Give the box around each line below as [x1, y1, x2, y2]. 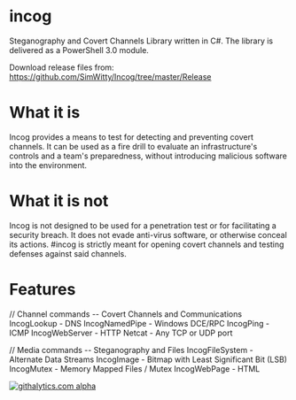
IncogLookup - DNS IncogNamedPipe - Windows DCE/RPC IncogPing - [9, 318, 270, 328]
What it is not [9, 191, 109, 212]
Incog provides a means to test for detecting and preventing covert [9, 131, 254, 142]
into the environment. [9, 159, 87, 170]
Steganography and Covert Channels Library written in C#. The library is [9, 35, 274, 46]
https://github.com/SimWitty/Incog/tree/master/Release [9, 71, 212, 81]
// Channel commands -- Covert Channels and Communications [9, 308, 242, 319]
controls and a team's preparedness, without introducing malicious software [9, 150, 288, 161]
